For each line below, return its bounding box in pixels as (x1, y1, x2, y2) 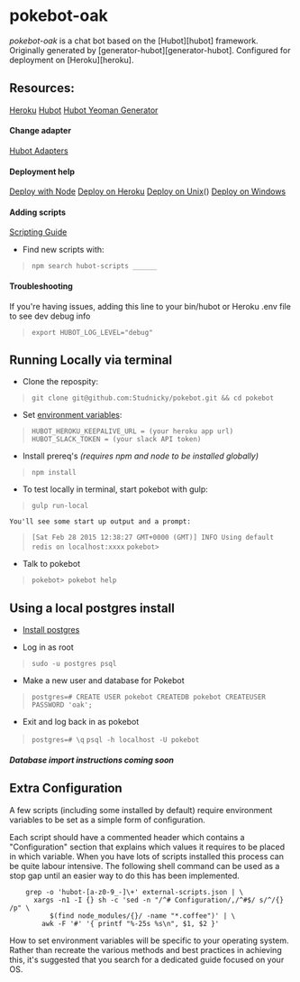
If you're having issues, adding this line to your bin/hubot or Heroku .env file (9, 301, 291, 311)
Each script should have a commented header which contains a (9, 831, 245, 842)
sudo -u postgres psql (31, 660, 117, 669)
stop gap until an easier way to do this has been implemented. (9, 870, 241, 881)
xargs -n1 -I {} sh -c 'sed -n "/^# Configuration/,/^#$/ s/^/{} (32, 895, 284, 904)
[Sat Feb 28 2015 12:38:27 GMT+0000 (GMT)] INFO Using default (31, 533, 275, 542)
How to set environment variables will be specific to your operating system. (9, 935, 290, 946)
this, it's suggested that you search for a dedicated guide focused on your (9, 954, 285, 965)
